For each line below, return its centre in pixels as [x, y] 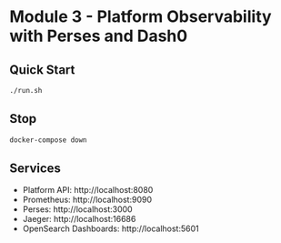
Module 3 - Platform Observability [140, 17]
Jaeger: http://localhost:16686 [79, 219]
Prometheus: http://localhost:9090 [87, 200]
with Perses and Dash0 [99, 36]
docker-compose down [49, 140]
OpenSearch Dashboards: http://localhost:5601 [110, 228]
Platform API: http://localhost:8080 [88, 190]
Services [35, 168]
